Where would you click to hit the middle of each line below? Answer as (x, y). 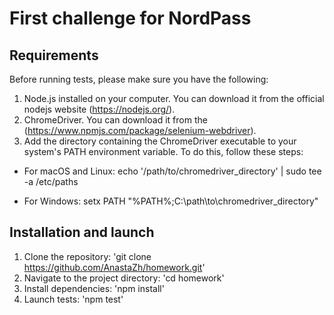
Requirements (54, 55)
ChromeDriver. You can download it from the (115, 120)
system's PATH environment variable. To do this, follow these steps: (163, 151)
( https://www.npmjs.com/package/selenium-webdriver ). (140, 130)
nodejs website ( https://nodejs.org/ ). (99, 109)
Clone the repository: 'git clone (87, 256)
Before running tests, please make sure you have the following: (139, 79)
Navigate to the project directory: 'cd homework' (124, 278)
